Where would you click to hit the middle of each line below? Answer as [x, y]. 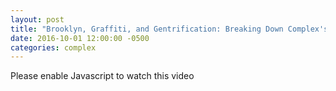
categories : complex [53, 47]
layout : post [37, 19]
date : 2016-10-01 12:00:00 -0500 [80, 38]
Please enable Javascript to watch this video [102, 76]
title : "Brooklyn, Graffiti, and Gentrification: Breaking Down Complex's [169, 29]
